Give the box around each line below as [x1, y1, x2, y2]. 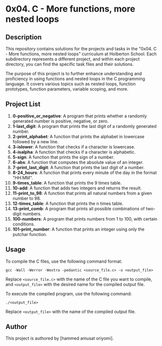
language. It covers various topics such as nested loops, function [5, 81, 136, 87]
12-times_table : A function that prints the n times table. [12, 200, 124, 206]
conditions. [12, 221, 35, 227]
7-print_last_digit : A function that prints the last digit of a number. [12, 164, 145, 170]
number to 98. [12, 195, 41, 201]
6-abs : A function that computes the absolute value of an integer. [12, 159, 144, 165]
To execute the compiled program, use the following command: [5, 291, 132, 297]
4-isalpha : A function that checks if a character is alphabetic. [12, 149, 136, 155]
